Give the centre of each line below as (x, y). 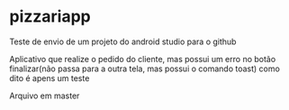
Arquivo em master (45, 96)
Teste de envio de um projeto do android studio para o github (123, 41)
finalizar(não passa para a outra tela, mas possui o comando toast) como (145, 69)
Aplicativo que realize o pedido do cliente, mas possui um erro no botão (143, 59)
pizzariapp (50, 17)
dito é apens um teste (50, 78)
